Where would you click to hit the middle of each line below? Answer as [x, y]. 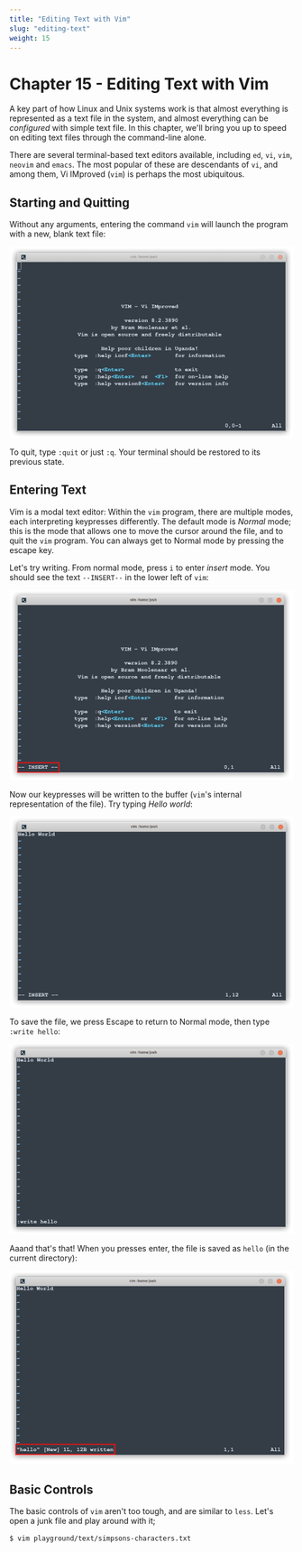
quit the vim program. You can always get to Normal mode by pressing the [147, 540]
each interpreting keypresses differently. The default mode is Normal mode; [150, 521]
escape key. [32, 550]
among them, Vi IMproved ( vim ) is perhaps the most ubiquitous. [127, 174]
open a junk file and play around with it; [82, 1521]
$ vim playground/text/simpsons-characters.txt [101, 1538]
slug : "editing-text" [50, 28]
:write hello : [35, 1031]
